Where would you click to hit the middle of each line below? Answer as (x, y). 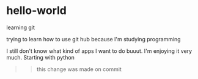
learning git (21, 27)
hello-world (37, 11)
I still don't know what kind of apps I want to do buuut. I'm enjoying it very (99, 51)
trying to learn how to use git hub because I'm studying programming (94, 39)
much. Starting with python (41, 57)
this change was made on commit (79, 69)
